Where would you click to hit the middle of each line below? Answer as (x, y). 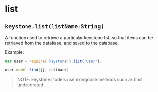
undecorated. (31, 85)
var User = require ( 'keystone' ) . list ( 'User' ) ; (53, 61)
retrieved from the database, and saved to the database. (62, 43)
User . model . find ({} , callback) (37, 70)
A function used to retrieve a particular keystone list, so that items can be (79, 37)
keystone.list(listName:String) (55, 26)
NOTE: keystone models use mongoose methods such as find (79, 79)
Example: (14, 52)
